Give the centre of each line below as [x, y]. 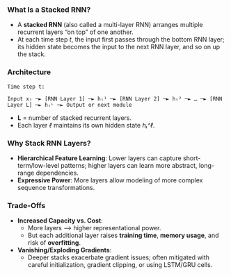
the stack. [32, 54]
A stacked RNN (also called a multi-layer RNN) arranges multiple [110, 25]
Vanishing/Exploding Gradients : [64, 250]
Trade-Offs [26, 205]
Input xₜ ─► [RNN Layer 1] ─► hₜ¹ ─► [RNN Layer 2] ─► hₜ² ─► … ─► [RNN [115, 98]
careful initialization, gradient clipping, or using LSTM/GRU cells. [120, 265]
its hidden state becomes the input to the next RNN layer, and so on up [119, 47]
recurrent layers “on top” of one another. [75, 32]
